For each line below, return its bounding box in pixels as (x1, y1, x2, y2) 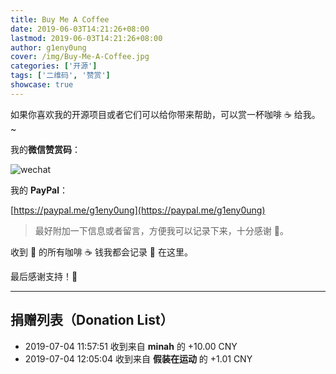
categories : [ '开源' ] (10, 61, 98, 71)
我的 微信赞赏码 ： (10, 143, 81, 155)
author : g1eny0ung (10, 42, 87, 53)
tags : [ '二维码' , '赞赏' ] (10, 71, 111, 81)
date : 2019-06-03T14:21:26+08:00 (10, 24, 150, 34)
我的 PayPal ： (10, 184, 68, 196)
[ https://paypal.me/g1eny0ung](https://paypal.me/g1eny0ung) (10, 204, 266, 216)
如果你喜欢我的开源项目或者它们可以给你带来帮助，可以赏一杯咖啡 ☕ (10, 108, 292, 120)
